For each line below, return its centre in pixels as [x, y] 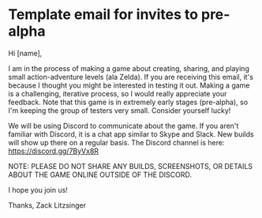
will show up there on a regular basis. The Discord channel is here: [116, 142]
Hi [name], [25, 53]
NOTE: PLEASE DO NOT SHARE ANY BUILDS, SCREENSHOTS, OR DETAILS [131, 166]
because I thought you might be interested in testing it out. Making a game [129, 85]
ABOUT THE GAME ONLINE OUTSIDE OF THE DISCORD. [100, 175]
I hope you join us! [38, 190]
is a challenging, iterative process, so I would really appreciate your [118, 93]
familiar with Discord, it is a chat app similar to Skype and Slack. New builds [131, 134]
